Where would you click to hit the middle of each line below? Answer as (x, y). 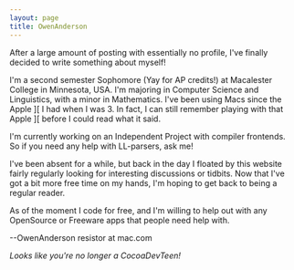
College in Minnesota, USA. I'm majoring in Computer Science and (134, 89)
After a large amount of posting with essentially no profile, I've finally (139, 52)
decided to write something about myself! (88, 62)
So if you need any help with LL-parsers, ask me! (101, 146)
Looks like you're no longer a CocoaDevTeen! (95, 255)
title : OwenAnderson (49, 26)
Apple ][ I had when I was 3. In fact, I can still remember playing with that (147, 109)
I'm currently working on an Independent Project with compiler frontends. (147, 136)
